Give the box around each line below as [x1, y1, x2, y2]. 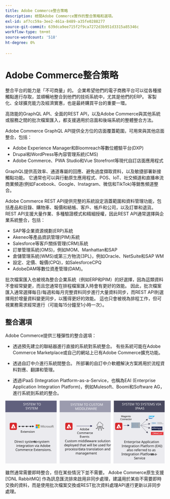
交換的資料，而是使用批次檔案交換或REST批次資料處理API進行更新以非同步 [5, 482, 161, 488]
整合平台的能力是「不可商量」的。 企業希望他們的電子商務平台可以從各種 [5, 87, 157, 93]
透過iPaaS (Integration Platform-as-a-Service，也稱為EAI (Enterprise [12, 377, 156, 383]
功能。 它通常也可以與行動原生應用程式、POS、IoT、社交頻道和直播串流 [14, 175, 164, 181]
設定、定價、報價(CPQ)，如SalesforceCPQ [12, 259, 102, 265]
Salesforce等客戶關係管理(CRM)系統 [12, 240, 89, 246]
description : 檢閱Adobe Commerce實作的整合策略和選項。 [5, 13, 115, 19]
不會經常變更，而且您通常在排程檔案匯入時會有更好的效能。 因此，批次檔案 [5, 282, 162, 288]
